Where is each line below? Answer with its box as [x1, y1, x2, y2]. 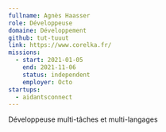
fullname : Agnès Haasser [8, 11, 91, 20]
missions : [8, 49, 41, 56]
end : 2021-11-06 [22, 64, 77, 72]
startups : [8, 85, 41, 94]
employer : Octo [22, 78, 73, 86]
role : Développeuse [8, 19, 73, 27]
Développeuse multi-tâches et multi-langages [8, 115, 158, 124]
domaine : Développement [8, 26, 87, 34]
